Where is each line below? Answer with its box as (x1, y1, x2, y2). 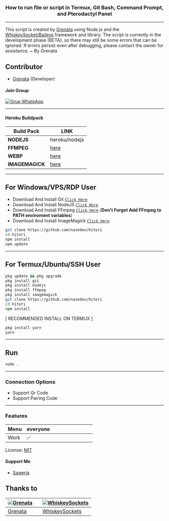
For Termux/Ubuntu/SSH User (5, 260, 101, 269)
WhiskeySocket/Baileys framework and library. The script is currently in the (5, 32, 161, 38)
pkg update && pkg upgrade (5, 273, 62, 278)
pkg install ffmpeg (5, 287, 46, 293)
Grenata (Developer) (12, 76, 55, 82)
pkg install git (5, 278, 39, 283)
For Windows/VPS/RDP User (5, 183, 97, 191)
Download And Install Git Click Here (12, 196, 88, 202)
